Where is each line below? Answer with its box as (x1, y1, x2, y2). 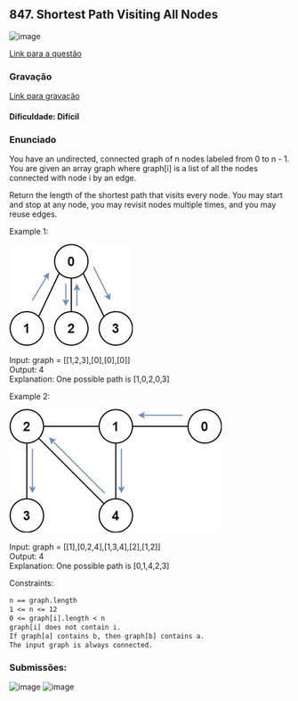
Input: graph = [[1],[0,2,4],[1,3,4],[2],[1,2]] (9, 541, 161, 552)
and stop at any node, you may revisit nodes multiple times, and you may (9, 200, 277, 210)
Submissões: (9, 661, 68, 673)
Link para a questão (9, 48, 82, 59)
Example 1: (9, 227, 49, 236)
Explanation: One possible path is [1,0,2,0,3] (9, 374, 171, 384)
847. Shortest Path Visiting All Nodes (9, 7, 219, 22)
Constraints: (9, 578, 54, 588)
